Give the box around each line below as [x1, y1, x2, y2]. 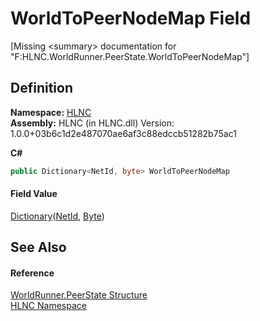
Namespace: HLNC [10, 106, 92, 118]
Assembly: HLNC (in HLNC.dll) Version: [10, 117, 175, 129]
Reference [10, 267, 55, 279]
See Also [10, 239, 67, 256]
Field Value [10, 188, 58, 200]
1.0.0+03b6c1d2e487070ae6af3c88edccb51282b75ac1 [10, 127, 237, 139]
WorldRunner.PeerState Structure [10, 289, 148, 301]
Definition [10, 80, 73, 97]
